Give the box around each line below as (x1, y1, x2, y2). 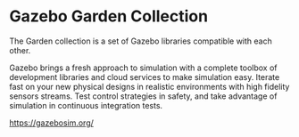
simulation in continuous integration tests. (9, 100, 163, 110)
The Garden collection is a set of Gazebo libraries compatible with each (9, 36, 272, 46)
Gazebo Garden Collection (9, 6, 208, 27)
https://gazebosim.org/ (9, 117, 94, 128)
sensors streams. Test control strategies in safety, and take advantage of (9, 91, 278, 101)
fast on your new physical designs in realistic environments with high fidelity (9, 81, 290, 92)
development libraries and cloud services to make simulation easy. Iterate (9, 71, 280, 82)
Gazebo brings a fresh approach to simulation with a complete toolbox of (9, 62, 278, 73)
